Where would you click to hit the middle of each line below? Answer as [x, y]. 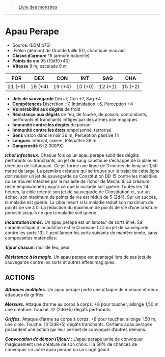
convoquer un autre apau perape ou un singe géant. [58, 349]
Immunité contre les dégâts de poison [51, 124]
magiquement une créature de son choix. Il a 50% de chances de [71, 344]
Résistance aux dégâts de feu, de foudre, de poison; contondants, [80, 114]
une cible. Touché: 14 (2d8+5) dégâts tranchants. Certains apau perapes [79, 324]
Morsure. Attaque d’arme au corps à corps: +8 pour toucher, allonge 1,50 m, [82, 304]
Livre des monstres [38, 7]
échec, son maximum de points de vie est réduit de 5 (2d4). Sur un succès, [81, 197]
